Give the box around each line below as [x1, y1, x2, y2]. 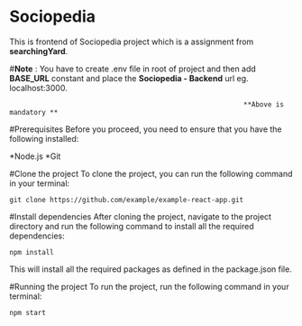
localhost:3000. [9, 82, 68, 93]
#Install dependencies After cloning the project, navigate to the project [9, 210, 272, 222]
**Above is [243, 99, 284, 109]
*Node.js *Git [9, 151, 61, 162]
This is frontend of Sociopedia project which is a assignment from [9, 36, 254, 47]
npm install [9, 247, 54, 256]
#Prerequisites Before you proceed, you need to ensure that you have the [9, 124, 282, 135]
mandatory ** [9, 107, 59, 116]
